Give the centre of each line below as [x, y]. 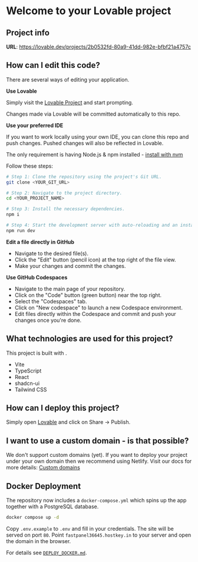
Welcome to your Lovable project [89, 11]
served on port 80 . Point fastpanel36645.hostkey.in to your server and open [99, 535]
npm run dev [21, 231]
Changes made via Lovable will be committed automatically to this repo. [93, 114]
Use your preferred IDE [35, 125]
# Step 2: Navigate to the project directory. [64, 193]
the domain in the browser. [39, 541]
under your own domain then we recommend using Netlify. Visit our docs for [99, 461]
